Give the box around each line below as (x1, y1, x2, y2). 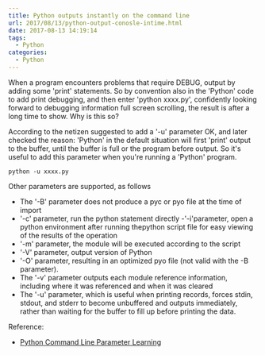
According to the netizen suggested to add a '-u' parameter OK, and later (8, 126, 248, 136)
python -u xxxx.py (8, 168, 69, 176)
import (19, 205, 42, 214)
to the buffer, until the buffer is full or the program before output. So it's (8, 144, 241, 153)
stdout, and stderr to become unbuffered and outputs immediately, (19, 298, 238, 307)
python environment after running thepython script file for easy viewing (19, 222, 254, 231)
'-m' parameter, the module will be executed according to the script (19, 239, 240, 249)
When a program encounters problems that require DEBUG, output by (8, 77, 236, 87)
